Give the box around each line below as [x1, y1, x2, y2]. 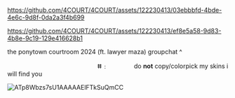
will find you [7, 70, 43, 78]
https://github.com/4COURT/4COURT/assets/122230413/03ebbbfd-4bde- [7, 6, 222, 14]
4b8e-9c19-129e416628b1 [7, 34, 83, 42]
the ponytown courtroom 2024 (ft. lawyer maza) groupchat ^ [7, 48, 182, 56]
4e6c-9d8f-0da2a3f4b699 [7, 13, 85, 22]
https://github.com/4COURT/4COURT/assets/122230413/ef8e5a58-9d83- [7, 27, 222, 35]
